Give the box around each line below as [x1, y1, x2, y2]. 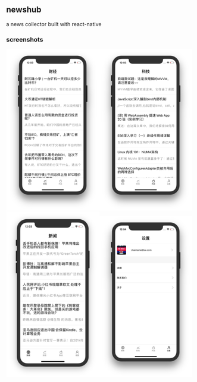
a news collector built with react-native [6, 20, 102, 27]
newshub [6, 5, 42, 15]
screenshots [6, 35, 43, 43]
